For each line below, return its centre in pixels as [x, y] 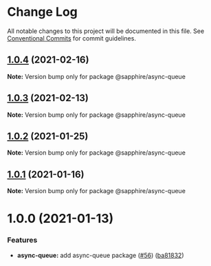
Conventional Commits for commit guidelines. [71, 38]
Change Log [42, 12]
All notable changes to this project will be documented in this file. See [106, 31]
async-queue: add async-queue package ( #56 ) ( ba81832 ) [100, 255]
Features [22, 240]
